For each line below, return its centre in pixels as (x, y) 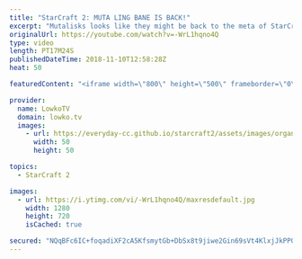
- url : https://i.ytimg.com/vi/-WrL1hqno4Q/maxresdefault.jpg (136, 200)
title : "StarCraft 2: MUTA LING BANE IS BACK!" (100, 18)
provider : (28, 100)
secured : (26, 241)
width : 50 (51, 142)
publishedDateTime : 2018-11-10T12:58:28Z (88, 59)
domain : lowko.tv (50, 117)
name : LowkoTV (44, 109)
